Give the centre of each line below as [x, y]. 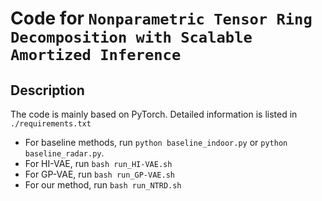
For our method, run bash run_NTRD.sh [103, 185]
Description [47, 90]
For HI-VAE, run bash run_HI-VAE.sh [98, 163]
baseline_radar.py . [64, 153]
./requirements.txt [51, 124]
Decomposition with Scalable [131, 37]
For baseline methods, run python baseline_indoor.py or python [156, 142]
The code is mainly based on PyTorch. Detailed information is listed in [154, 114]
